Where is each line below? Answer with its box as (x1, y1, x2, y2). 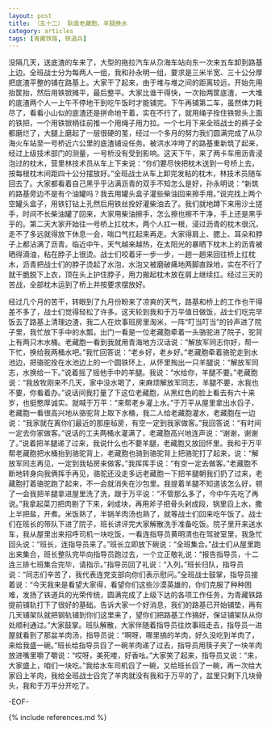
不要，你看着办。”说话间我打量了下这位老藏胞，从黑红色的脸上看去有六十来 (8, 388, 256, 398)
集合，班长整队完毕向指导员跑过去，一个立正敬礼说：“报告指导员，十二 (22, 550, 260, 559)
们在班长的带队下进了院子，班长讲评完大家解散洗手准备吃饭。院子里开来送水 (8, 519, 263, 529)
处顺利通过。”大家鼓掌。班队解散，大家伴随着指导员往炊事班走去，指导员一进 (8, 620, 263, 630)
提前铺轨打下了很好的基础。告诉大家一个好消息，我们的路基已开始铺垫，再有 (8, 600, 263, 610)
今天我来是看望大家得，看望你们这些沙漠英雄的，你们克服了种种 (32, 579, 245, 590)
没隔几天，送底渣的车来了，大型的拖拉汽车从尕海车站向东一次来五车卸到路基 (8, 57, 263, 67)
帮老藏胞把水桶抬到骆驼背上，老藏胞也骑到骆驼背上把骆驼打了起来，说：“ (8, 449, 252, 458)
